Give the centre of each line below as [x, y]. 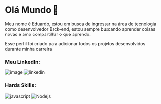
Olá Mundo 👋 [32, 10]
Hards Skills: [21, 85]
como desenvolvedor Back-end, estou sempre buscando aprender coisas [80, 29]
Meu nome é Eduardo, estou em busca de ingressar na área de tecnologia [80, 24]
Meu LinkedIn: [23, 62]
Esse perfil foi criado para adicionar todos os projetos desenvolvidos [75, 43]
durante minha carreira [28, 49]
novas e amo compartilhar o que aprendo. [48, 34]
